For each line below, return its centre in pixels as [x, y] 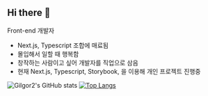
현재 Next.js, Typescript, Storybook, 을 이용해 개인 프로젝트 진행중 [109, 71]
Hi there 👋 [29, 13]
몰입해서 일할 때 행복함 [48, 54]
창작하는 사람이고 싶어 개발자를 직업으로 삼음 [78, 63]
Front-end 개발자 [31, 30]
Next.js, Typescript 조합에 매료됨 [63, 45]
